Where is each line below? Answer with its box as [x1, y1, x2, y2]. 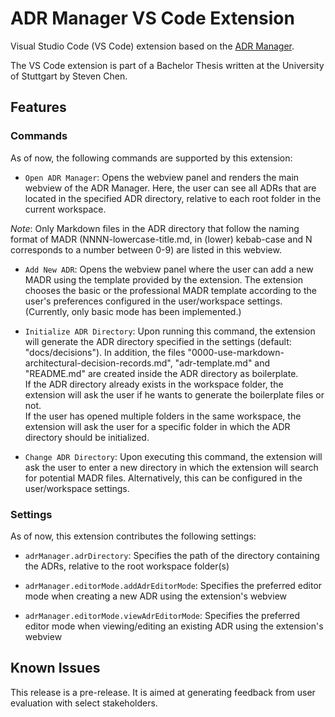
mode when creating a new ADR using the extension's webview [24, 590, 287, 602]
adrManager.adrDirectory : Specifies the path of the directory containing [24, 549, 320, 561]
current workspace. [24, 203, 107, 215]
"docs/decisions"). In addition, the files [24, 346, 186, 358]
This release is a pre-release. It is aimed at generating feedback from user [10, 686, 316, 698]
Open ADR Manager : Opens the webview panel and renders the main [24, 171, 300, 183]
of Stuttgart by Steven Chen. [10, 70, 128, 82]
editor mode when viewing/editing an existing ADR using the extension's [24, 620, 324, 632]
